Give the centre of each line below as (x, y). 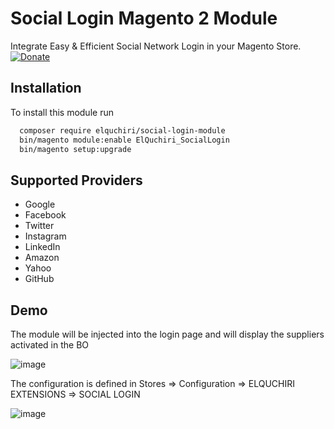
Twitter (39, 226)
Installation (46, 88)
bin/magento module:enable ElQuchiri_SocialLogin (124, 140)
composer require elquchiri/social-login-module (122, 130)
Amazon (42, 258)
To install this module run (62, 112)
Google (40, 204)
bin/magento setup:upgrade (75, 149)
